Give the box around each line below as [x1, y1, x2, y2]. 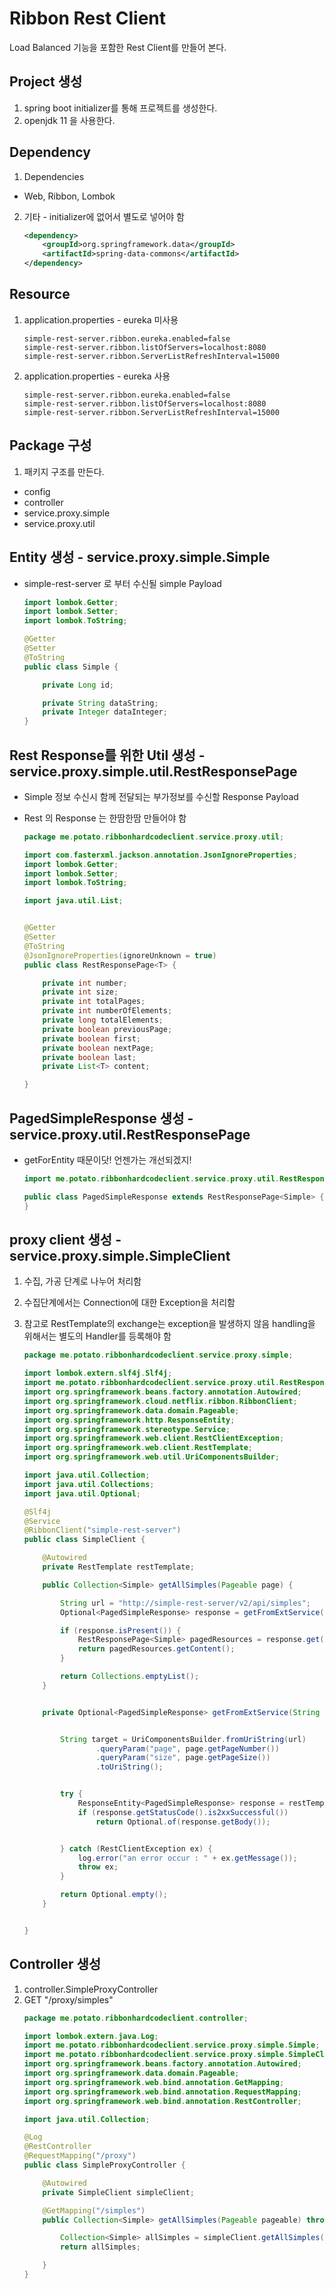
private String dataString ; [42, 698, 159, 708]
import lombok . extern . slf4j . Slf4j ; [23, 1368, 173, 1379]
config [23, 485, 51, 497]
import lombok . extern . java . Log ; [23, 2031, 159, 2041]
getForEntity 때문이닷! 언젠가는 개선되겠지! [23, 1154, 192, 1166]
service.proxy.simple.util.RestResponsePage [9, 763, 298, 780]
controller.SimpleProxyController [23, 1983, 159, 1995]
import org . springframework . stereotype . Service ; [23, 1424, 231, 1434]
